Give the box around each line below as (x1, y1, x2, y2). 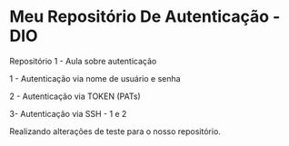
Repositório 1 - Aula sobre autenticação (9, 55, 157, 66)
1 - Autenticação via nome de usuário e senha (9, 73, 181, 83)
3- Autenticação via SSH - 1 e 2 (9, 108, 127, 119)
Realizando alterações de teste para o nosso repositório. (9, 125, 221, 137)
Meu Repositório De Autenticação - (9, 6, 281, 27)
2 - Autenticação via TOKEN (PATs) (9, 91, 141, 102)
